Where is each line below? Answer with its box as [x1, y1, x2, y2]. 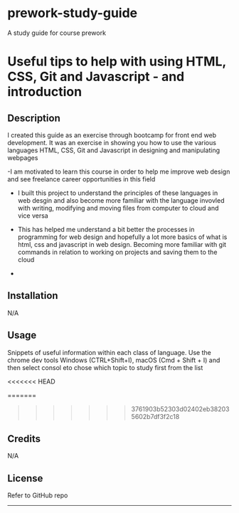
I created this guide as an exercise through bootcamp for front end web [7, 130, 217, 139]
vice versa [17, 211, 48, 220]
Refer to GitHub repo [7, 491, 68, 499]
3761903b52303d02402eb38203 [131, 404, 230, 413]
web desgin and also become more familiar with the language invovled [17, 196, 225, 204]
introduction [7, 84, 83, 100]
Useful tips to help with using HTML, [7, 53, 226, 70]
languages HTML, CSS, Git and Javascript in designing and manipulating [7, 146, 221, 154]
